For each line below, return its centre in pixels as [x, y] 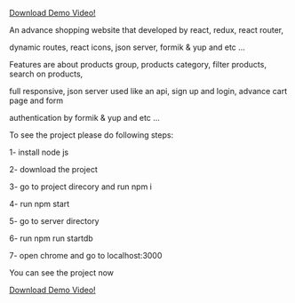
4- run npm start [40, 204]
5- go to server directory [54, 221]
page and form [36, 100]
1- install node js [39, 152]
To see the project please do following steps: [92, 135]
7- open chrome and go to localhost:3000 [86, 255]
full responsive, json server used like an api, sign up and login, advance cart [148, 91]
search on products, [46, 74]
